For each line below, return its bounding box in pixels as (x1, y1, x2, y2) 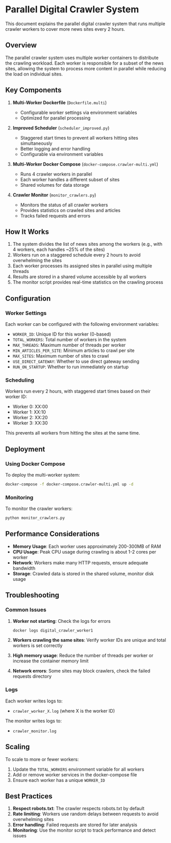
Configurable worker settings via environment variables (20, 109, 137, 115)
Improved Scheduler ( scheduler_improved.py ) (12, 125, 110, 131)
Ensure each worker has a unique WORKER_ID (12, 777, 106, 783)
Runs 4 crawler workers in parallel (20, 171, 92, 177)
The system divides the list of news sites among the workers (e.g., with (12, 241, 162, 247)
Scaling (5, 742, 30, 751)
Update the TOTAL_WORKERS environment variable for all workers (12, 766, 144, 772)
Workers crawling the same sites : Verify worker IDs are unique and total (12, 637, 166, 643)
